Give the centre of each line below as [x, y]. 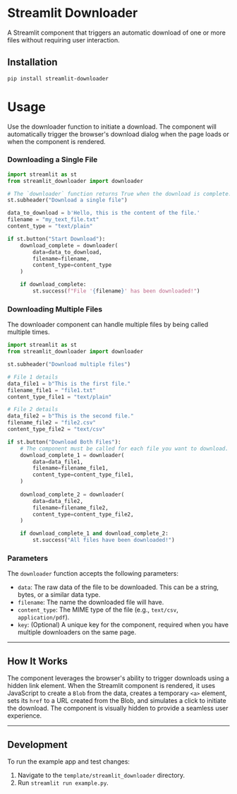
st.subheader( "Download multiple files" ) [69, 365]
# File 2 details [33, 410]
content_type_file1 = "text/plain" [60, 397]
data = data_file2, [58, 501]
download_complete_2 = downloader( [72, 494]
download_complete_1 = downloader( [72, 455]
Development [38, 744]
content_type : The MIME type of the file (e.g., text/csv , [98, 610]
